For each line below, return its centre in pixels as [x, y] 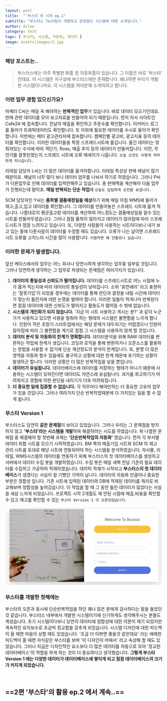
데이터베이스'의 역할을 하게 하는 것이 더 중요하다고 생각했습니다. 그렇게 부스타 [80, 653]
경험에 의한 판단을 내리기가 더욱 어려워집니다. [74, 380]
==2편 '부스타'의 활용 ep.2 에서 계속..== [65, 692]
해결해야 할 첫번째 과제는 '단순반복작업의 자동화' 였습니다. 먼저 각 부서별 [89, 438]
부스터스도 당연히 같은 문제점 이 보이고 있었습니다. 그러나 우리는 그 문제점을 [78, 425]
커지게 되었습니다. [28, 665]
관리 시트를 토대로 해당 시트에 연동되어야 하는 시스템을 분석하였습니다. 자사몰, [80, 450]
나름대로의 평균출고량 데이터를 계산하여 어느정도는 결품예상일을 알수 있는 [90, 213]
